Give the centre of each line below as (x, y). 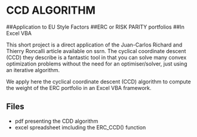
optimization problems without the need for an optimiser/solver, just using (97, 64)
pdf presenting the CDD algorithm (56, 121)
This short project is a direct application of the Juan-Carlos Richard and (94, 45)
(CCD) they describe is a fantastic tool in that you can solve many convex (96, 57)
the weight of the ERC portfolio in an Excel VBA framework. (79, 88)
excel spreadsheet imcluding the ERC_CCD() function (80, 127)
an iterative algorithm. (33, 70)
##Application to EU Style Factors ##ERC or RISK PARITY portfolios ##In (96, 27)
